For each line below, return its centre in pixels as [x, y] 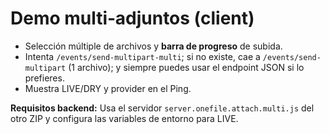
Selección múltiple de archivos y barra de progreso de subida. [153, 46]
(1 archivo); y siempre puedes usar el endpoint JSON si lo [186, 67]
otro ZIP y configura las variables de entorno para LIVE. [124, 118]
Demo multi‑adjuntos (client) [132, 18]
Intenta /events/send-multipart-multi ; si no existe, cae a [142, 56]
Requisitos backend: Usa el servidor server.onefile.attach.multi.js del [162, 108]
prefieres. [44, 78]
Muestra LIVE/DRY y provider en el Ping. [108, 88]
